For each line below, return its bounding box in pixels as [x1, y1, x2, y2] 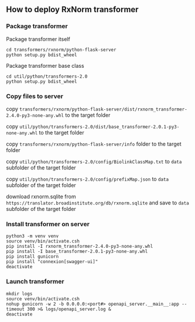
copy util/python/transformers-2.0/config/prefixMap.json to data [6, 175, 169, 182]
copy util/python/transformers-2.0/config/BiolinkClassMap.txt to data [6, 158, 182, 165]
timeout [6, 306, 25, 312]
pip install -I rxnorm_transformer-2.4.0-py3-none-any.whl [6, 244, 153, 250]
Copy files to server [6, 92, 63, 100]
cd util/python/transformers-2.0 [6, 73, 88, 79]
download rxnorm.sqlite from [6, 193, 76, 200]
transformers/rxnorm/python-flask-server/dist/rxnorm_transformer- [19, 106, 187, 112]
